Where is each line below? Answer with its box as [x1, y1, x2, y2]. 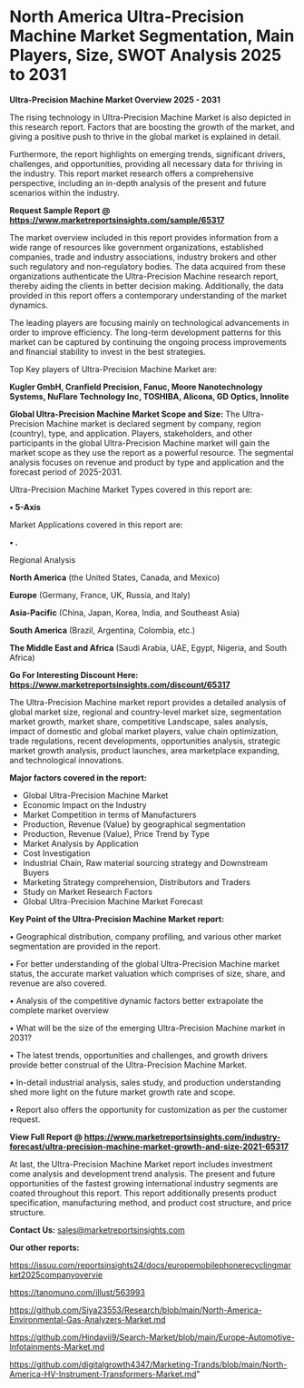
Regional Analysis [9, 554, 76, 565]
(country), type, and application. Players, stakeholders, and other [9, 428, 252, 438]
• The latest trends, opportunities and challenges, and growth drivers [9, 1049, 268, 1060]
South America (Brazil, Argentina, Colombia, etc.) [9, 625, 196, 635]
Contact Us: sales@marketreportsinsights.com [9, 1224, 186, 1235]
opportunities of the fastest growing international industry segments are [9, 1177, 279, 1188]
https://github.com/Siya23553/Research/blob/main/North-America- [9, 1304, 262, 1315]
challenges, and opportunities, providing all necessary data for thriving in [9, 158, 283, 169]
